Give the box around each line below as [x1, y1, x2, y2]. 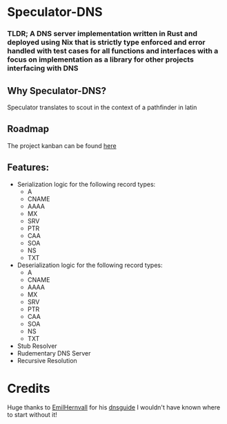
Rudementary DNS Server [17, 349, 91, 357]
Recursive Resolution [17, 356, 77, 365]
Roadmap [7, 123, 50, 135]
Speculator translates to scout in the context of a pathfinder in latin [7, 103, 197, 111]
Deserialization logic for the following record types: [17, 261, 164, 269]
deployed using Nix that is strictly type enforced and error [7, 37, 206, 47]
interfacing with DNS [7, 64, 79, 73]
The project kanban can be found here [7, 141, 117, 149]
